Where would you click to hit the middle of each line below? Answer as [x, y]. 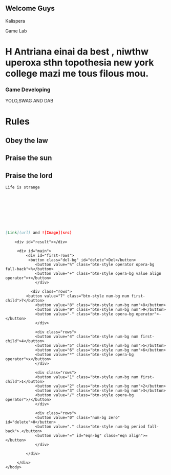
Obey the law [27, 140]
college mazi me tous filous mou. [77, 74]
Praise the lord [29, 175]
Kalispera [15, 21]
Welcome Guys [30, 8]
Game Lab [16, 31]
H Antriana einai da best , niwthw [77, 51]
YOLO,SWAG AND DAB [29, 101]
